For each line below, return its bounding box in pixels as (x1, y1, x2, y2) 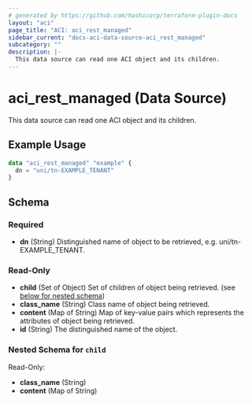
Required (8, 219, 44, 230)
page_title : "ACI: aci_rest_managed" (8, 26, 132, 34)
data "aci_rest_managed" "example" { (8, 159, 132, 167)
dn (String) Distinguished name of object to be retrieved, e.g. (19, 237, 218, 246)
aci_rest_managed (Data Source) (8, 90, 227, 107)
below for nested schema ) (19, 291, 105, 301)
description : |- (8, 48, 61, 56)
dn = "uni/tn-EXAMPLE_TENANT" (15, 166, 114, 174)
